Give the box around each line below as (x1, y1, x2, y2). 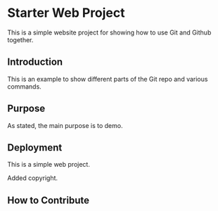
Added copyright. (7, 174, 58, 182)
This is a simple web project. (7, 160, 90, 169)
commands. (7, 82, 42, 91)
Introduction (7, 56, 63, 68)
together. (7, 35, 34, 44)
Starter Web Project (7, 5, 125, 21)
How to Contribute (7, 194, 90, 206)
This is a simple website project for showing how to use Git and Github (7, 28, 212, 37)
